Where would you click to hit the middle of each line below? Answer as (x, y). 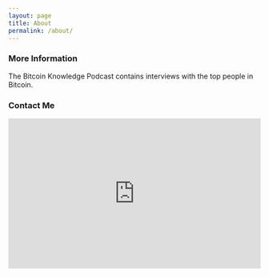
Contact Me (32, 105)
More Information (43, 58)
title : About (30, 23)
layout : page (30, 16)
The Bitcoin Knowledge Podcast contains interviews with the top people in (131, 76)
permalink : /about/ (41, 30)
